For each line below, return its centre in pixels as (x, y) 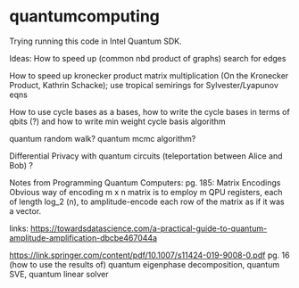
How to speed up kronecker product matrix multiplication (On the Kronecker (149, 75)
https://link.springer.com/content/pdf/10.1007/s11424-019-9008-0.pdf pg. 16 (149, 255)
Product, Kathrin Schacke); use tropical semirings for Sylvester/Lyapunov (144, 85)
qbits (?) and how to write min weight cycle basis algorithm (117, 121)
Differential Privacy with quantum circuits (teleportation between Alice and (146, 156)
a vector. (25, 210)
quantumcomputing (85, 16)
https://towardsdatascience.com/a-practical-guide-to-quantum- (149, 228)
